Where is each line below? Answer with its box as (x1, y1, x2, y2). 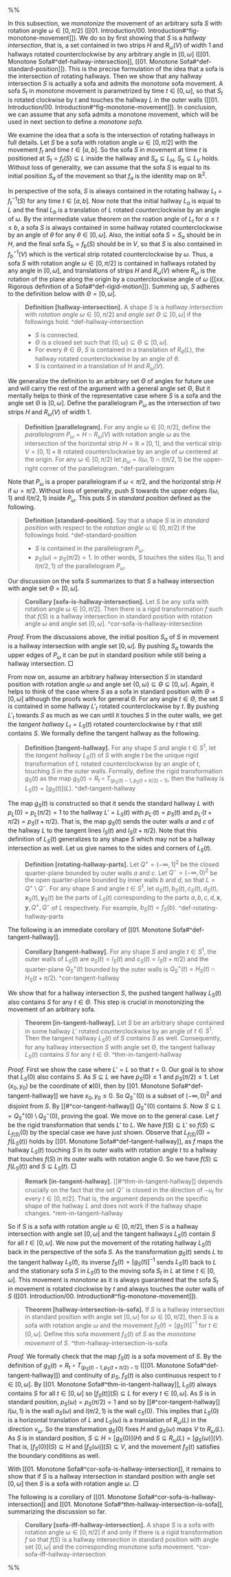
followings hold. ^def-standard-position (24, 530, 137, 539)
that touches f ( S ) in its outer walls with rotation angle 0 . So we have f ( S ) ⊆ (8, 1155, 219, 1163)
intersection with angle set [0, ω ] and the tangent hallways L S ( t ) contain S (8, 1230, 216, 1240)
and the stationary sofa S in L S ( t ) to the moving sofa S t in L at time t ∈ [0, (8, 1267, 215, 1277)
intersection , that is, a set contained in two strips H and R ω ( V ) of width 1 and (8, 41, 224, 51)
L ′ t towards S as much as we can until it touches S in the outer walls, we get (8, 711, 222, 721)
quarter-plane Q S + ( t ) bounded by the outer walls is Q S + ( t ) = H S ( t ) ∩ (24, 963, 216, 974)
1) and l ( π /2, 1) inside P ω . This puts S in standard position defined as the (8, 493, 211, 504)
